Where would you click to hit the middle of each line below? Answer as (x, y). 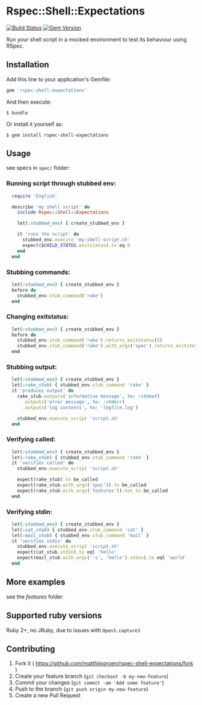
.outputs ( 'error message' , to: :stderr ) (73, 402)
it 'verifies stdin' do (41, 541)
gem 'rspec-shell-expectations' (47, 90)
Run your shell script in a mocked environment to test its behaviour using (96, 39)
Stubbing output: (32, 367)
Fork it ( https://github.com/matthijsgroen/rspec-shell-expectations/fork (104, 663)
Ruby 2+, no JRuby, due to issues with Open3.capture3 (73, 630)
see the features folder (35, 597)
